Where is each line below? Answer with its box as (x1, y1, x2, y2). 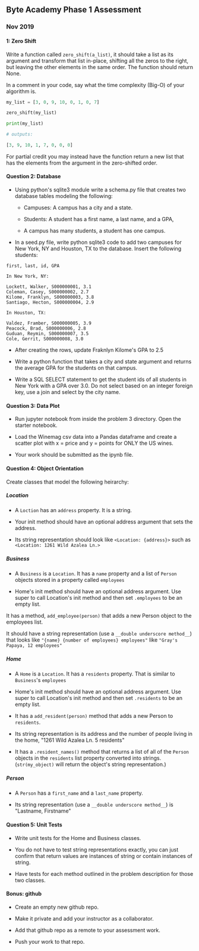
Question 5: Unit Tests (6, 821, 62, 828)
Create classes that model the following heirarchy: (6, 478, 129, 485)
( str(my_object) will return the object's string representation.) (14, 761, 166, 768)
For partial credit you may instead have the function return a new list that (6, 153, 184, 160)
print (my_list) (6, 120, 44, 127)
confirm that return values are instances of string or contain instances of (14, 852, 193, 859)
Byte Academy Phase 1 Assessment (6, 5, 141, 15)
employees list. (6, 618, 43, 625)
